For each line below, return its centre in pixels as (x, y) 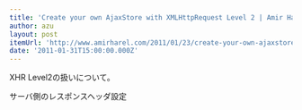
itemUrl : (26, 42)
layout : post (34, 34)
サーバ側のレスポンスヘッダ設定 (68, 97)
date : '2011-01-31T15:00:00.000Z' (74, 51)
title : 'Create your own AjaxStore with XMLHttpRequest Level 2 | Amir (146, 17)
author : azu (31, 26)
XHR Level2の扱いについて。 (62, 78)
